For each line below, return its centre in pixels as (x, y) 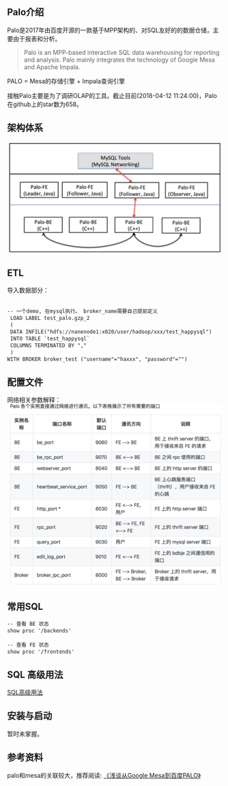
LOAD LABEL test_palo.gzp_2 (50, 318)
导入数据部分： (28, 291)
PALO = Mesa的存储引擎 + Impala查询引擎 (66, 81)
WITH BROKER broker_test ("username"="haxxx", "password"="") (97, 359)
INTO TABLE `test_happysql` (50, 339)
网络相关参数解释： (34, 400)
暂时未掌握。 (25, 734)
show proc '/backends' (39, 631)
